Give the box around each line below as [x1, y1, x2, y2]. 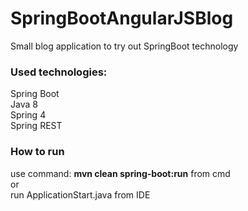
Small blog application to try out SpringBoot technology [10, 40, 239, 52]
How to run [10, 145, 65, 159]
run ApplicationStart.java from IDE [10, 188, 151, 201]
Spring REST [10, 120, 63, 132]
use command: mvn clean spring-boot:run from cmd [10, 167, 231, 179]
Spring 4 [10, 109, 47, 121]
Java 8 [10, 98, 38, 111]
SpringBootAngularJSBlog [10, 7, 234, 30]
